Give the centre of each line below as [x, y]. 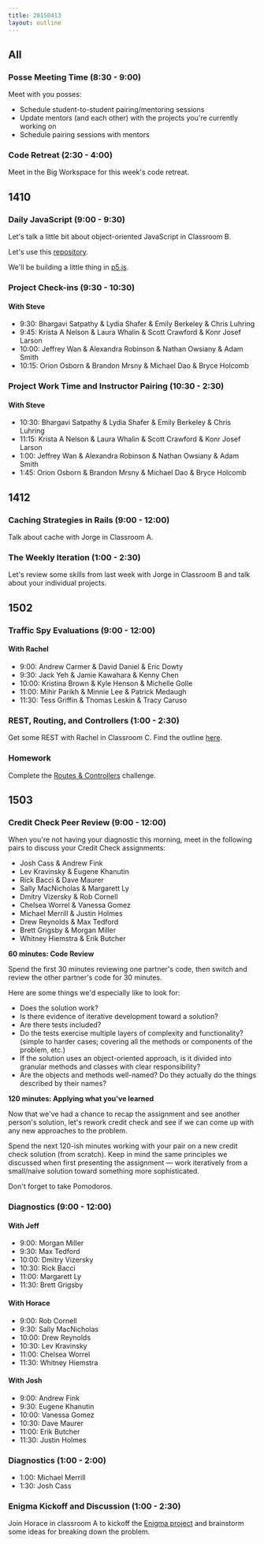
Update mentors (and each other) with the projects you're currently [129, 118]
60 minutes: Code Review [51, 954]
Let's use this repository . [48, 252]
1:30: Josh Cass [45, 1486]
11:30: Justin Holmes [53, 1440]
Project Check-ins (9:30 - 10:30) [72, 288]
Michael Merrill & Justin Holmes [71, 913]
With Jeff [24, 1226]
